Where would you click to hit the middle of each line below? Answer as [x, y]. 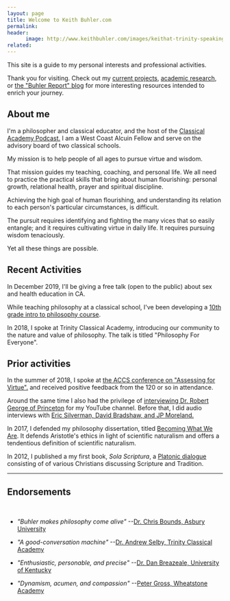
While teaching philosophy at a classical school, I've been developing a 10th [114, 307]
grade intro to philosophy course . [54, 314]
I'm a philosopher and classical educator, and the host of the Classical [106, 130]
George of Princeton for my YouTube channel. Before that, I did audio [104, 408]
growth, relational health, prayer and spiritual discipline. [86, 187]
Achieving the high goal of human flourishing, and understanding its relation [114, 200]
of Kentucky [34, 570]
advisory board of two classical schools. [64, 145]
